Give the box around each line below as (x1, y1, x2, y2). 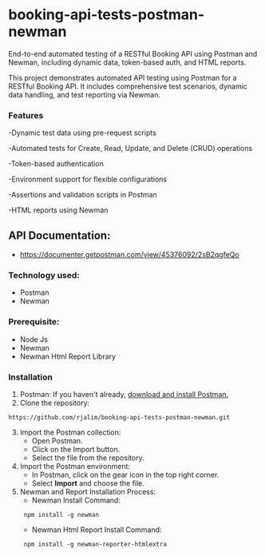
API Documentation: (8, 228, 111, 242)
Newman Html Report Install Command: (31, 525, 162, 534)
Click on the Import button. (31, 444, 121, 454)
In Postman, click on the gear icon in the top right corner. (31, 470, 220, 479)
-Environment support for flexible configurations (8, 174, 168, 185)
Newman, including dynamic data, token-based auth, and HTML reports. (8, 58, 247, 67)
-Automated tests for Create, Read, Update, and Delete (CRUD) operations (8, 144, 253, 153)
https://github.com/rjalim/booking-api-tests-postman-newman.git (8, 413, 230, 421)
